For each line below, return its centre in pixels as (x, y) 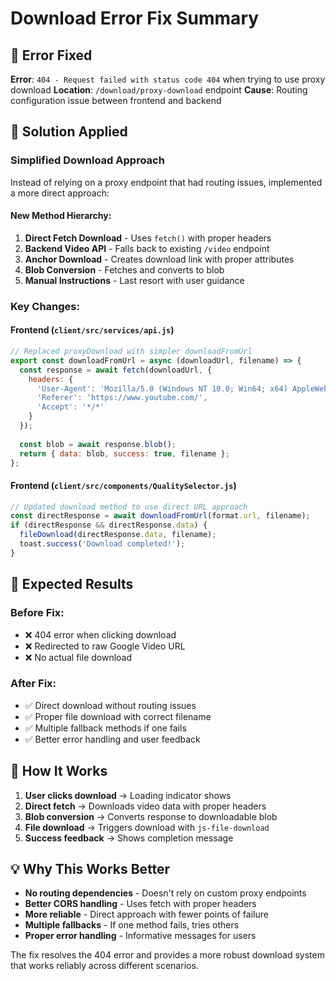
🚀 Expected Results (72, 584)
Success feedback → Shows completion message (129, 838)
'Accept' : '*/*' (70, 407)
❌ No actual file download (78, 657)
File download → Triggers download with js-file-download (147, 827)
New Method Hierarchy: (61, 216)
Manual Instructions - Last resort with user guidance (134, 280)
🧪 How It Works (59, 771)
